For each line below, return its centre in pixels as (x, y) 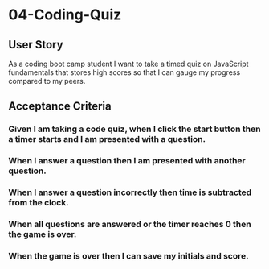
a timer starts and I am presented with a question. (107, 139)
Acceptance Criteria (60, 106)
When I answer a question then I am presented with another (127, 161)
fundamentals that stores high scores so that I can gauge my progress (124, 72)
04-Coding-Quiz (65, 15)
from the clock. (39, 203)
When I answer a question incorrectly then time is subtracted (130, 192)
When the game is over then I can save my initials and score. (128, 256)
